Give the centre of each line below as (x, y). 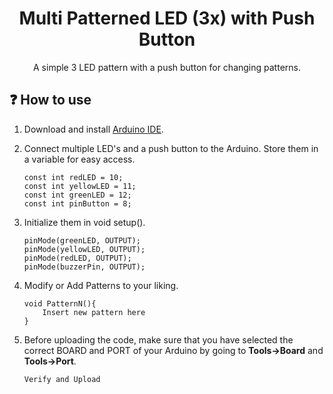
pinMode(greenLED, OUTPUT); (82, 240)
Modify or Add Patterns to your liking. (101, 285)
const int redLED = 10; (73, 177)
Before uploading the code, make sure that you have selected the (158, 339)
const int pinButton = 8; (77, 203)
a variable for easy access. (79, 159)
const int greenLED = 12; (77, 195)
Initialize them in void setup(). (84, 222)
